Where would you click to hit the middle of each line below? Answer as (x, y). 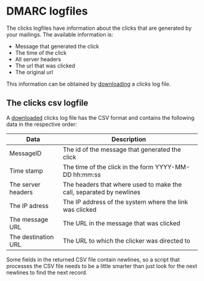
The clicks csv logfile (47, 103)
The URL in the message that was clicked (122, 223)
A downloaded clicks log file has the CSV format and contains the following (100, 117)
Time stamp (26, 170)
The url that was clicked (45, 66)
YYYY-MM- (172, 167)
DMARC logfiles (47, 11)
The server (25, 184)
